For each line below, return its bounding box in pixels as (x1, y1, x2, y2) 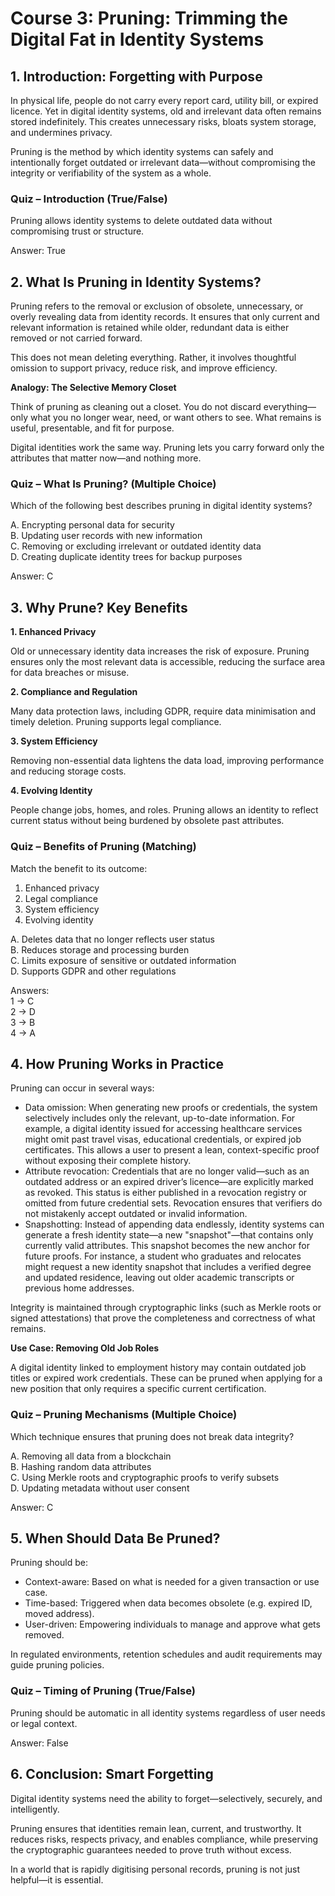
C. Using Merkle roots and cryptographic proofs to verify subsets (10, 1471, 280, 1483)
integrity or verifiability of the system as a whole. (10, 167, 212, 179)
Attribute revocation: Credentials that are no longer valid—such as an (24, 1165, 310, 1177)
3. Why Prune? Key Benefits (10, 599, 188, 616)
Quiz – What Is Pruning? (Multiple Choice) (10, 477, 217, 491)
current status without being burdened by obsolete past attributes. (10, 815, 285, 827)
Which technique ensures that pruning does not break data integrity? (10, 1430, 295, 1442)
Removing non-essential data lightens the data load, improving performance (10, 755, 325, 767)
